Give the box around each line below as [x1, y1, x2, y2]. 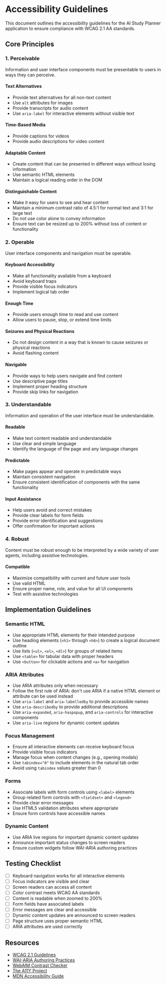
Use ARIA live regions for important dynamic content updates [12, 834, 139, 840]
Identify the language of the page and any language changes [12, 446, 138, 452]
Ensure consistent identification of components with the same [12, 479, 140, 485]
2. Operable [5, 239, 34, 246]
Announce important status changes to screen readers [12, 839, 125, 846]
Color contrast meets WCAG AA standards [12, 889, 100, 896]
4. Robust [5, 536, 29, 543]
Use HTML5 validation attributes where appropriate [12, 805, 118, 811]
